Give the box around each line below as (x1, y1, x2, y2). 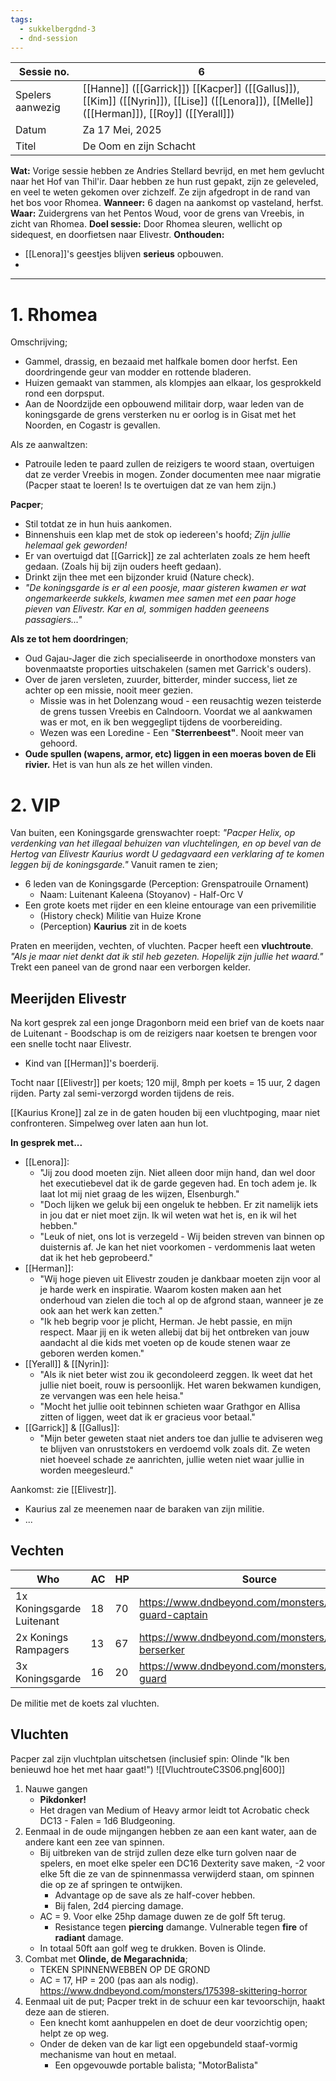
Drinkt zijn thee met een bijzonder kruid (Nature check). (24, 571, 255, 583)
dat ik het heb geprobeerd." (39, 1252, 154, 1264)
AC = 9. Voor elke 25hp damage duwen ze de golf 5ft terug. (39, 1910, 286, 1922)
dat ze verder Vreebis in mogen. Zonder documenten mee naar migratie (24, 469, 322, 481)
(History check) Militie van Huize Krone (39, 910, 202, 922)
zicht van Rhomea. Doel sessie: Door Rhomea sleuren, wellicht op (10, 218, 283, 230)
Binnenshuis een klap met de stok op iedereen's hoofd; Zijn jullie (24, 529, 292, 541)
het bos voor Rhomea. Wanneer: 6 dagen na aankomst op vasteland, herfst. (10, 197, 324, 209)
